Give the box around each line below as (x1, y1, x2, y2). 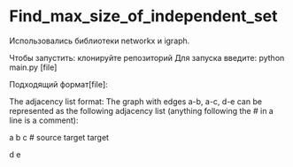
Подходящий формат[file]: (9, 79, 108, 89)
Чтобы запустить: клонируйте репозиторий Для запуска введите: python (9, 52, 285, 63)
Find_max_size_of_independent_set (9, 6, 278, 27)
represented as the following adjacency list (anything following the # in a (9, 105, 274, 116)
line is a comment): (9, 115, 79, 125)
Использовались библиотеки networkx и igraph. (9, 35, 190, 46)
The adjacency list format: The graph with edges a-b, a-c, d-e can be (9, 95, 263, 107)
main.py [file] (9, 62, 58, 72)
